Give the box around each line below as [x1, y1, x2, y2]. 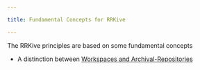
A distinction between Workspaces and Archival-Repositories [17, 55, 193, 63]
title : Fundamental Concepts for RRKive [7, 16, 126, 23]
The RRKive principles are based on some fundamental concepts [7, 41, 193, 49]
